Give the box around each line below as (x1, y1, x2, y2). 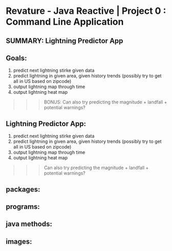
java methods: (6, 220, 53, 228)
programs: (6, 202, 40, 211)
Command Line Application (6, 16, 124, 28)
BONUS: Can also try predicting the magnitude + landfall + (44, 99, 167, 105)
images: (6, 237, 32, 246)
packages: (6, 185, 40, 194)
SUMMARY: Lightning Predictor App (6, 36, 123, 45)
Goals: (6, 54, 27, 62)
